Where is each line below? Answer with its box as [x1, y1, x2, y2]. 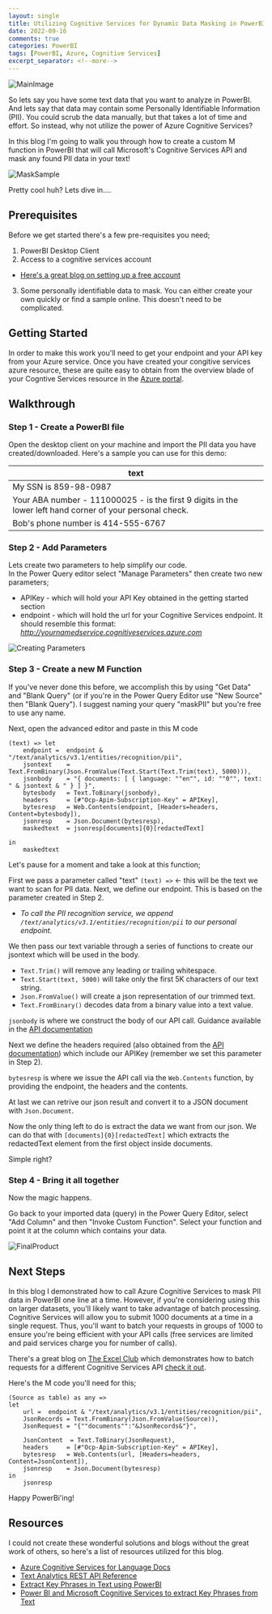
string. [19, 982, 42, 992]
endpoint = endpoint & [23, 746, 104, 754]
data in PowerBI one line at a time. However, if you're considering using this [8, 1295, 261, 1305]
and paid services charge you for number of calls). [8, 1338, 177, 1348]
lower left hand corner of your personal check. [12, 505, 189, 516]
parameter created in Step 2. [8, 892, 104, 902]
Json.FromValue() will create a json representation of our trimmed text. [19, 991, 256, 1001]
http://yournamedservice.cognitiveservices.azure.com [19, 628, 202, 637]
